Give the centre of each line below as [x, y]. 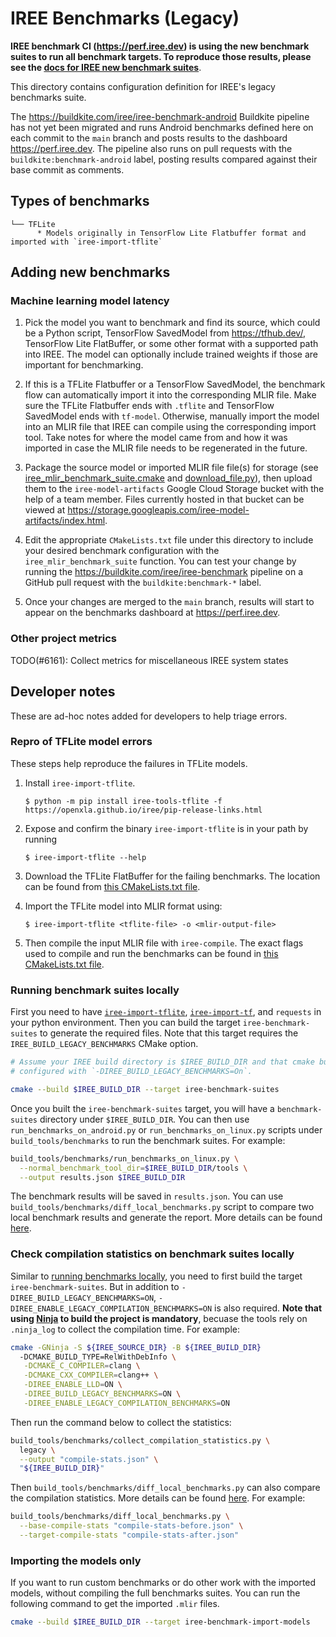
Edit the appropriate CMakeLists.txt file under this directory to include [169, 540]
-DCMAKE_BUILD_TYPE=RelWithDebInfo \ [98, 1357]
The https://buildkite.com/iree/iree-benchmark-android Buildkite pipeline [160, 116]
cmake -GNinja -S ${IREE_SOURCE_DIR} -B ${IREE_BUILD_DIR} [136, 1347]
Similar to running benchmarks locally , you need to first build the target [156, 1276]
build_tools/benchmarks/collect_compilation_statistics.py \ [140, 1440]
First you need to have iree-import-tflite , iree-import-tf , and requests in [166, 1012]
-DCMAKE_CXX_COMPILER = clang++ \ [91, 1375]
